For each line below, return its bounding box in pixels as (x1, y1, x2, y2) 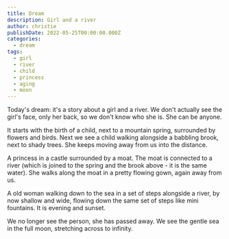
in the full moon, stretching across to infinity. (7, 225, 133, 233)
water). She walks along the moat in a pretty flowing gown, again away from (7, 169, 222, 177)
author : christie (7, 23, 57, 30)
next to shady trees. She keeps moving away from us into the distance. (7, 141, 208, 149)
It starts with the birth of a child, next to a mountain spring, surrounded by (7, 126, 216, 135)
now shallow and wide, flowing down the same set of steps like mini (7, 196, 199, 205)
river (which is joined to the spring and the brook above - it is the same (7, 161, 207, 170)
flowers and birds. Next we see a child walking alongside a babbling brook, (7, 133, 219, 141)
